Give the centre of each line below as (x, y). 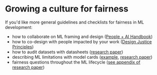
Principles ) (23, 47)
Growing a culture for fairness (67, 9)
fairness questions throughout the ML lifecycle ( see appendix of (76, 62)
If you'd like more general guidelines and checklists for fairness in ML (75, 22)
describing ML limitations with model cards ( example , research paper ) (82, 57)
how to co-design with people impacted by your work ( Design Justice (82, 41)
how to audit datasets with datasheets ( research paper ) (68, 52)
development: (19, 27)
